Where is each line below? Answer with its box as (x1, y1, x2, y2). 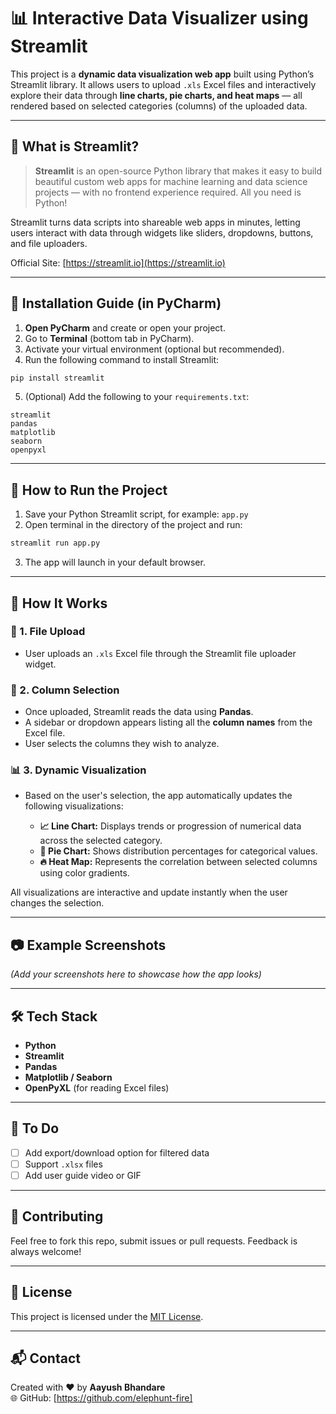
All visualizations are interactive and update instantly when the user (10, 886, 288, 899)
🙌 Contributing (10, 1208, 104, 1225)
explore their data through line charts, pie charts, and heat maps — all (10, 89, 303, 101)
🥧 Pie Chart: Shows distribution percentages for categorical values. (39, 845, 318, 857)
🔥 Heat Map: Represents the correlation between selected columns (39, 856, 318, 868)
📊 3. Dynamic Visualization (10, 763, 147, 777)
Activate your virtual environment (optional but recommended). (24, 343, 285, 355)
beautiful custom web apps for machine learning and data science (34, 175, 308, 187)
